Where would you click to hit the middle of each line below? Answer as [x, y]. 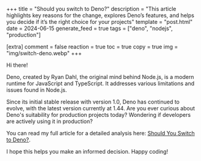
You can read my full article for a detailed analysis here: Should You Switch [101, 133]
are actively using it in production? [49, 121]
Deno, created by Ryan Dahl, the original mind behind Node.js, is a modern [100, 77]
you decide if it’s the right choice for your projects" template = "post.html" [100, 22]
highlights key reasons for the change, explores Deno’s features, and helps [100, 15]
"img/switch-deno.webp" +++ [44, 53]
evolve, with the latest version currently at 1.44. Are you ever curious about [101, 108]
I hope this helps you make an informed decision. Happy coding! [87, 152]
